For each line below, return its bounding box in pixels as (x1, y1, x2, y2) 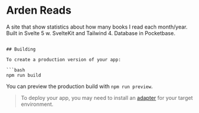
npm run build (6, 72, 42, 78)
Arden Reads (6, 4, 71, 17)
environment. (20, 101, 54, 108)
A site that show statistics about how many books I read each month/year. (6, 23, 188, 30)
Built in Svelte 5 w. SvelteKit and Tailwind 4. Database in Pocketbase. (6, 29, 176, 36)
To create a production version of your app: (6, 56, 121, 62)
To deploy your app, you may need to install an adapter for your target (20, 94, 193, 101)
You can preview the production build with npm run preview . (6, 83, 153, 90)
